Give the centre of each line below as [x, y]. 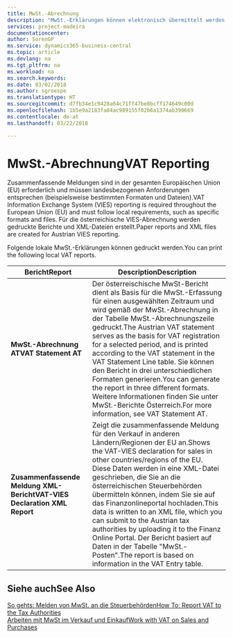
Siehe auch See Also [51, 588]
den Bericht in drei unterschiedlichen [153, 370]
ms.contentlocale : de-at [43, 117]
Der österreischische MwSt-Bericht [150, 284]
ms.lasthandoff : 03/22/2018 [48, 123]
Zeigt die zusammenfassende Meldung [156, 425]
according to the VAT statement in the [154, 353]
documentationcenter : [38, 33]
